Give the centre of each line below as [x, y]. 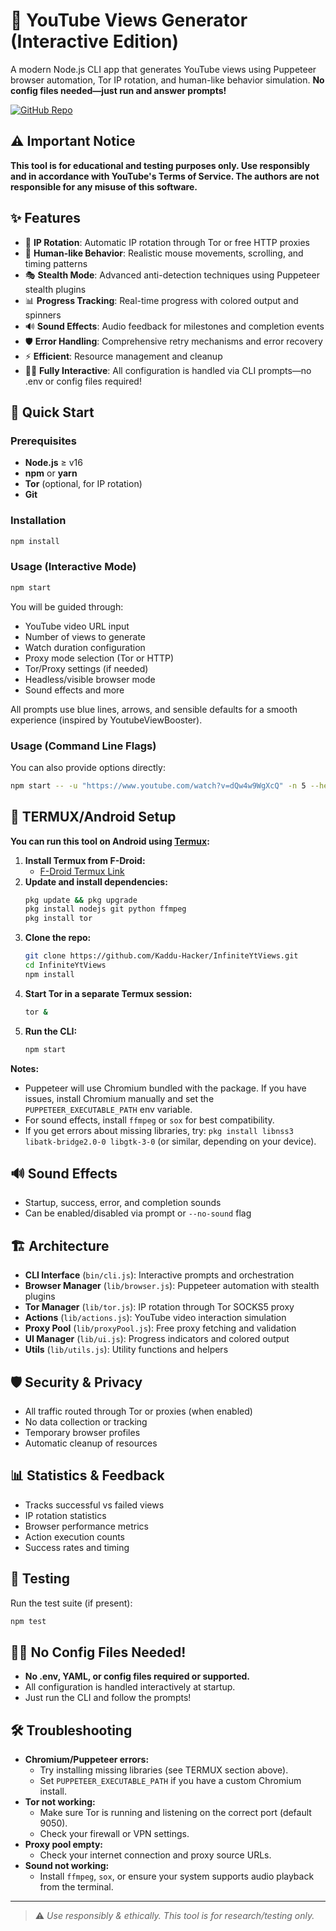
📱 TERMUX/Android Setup [93, 817]
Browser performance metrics [86, 1526]
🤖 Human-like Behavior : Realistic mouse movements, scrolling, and [164, 253]
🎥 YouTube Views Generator [129, 20]
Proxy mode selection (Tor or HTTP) [99, 658]
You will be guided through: [67, 606]
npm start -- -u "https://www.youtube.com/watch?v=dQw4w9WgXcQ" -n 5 [158, 785]
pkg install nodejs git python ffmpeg [105, 909]
